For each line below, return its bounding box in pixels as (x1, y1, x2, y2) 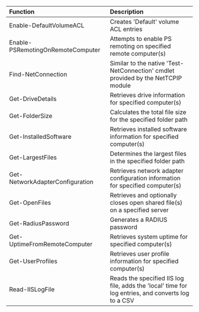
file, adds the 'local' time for (110, 282, 188, 289)
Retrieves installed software (110, 125, 187, 133)
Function (9, 8, 35, 15)
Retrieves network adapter (110, 167, 184, 174)
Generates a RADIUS (110, 216, 168, 224)
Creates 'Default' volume (110, 18, 179, 26)
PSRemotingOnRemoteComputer (9, 46, 101, 54)
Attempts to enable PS (110, 35, 172, 43)
